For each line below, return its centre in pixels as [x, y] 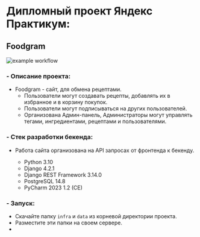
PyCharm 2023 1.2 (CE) [53, 188]
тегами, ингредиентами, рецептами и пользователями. [95, 121]
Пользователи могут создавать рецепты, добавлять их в [97, 96]
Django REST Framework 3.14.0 [63, 175]
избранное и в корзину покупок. [66, 102]
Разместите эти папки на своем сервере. [68, 223]
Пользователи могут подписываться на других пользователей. [105, 109]
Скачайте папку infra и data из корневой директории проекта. [96, 216]
